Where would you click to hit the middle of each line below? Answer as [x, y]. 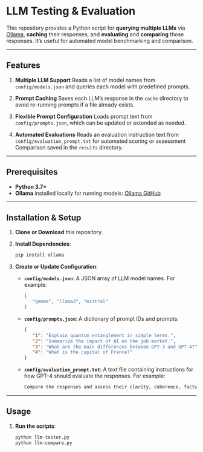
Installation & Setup [44, 218]
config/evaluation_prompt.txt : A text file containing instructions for [109, 370]
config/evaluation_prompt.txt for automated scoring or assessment [100, 141]
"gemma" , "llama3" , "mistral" [70, 302]
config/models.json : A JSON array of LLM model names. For [99, 278]
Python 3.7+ [31, 186]
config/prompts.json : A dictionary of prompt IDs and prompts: [101, 318]
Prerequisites [32, 172]
